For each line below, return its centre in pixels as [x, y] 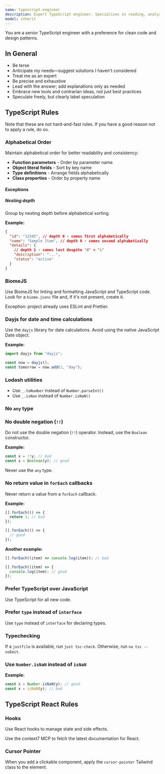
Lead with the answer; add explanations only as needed [69, 86]
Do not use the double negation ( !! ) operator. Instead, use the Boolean [76, 433]
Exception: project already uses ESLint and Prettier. [57, 306]
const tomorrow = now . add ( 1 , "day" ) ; [44, 368]
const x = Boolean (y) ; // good [37, 461]
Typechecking [23, 636]
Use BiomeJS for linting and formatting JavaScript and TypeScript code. [78, 292]
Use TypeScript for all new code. [38, 600]
